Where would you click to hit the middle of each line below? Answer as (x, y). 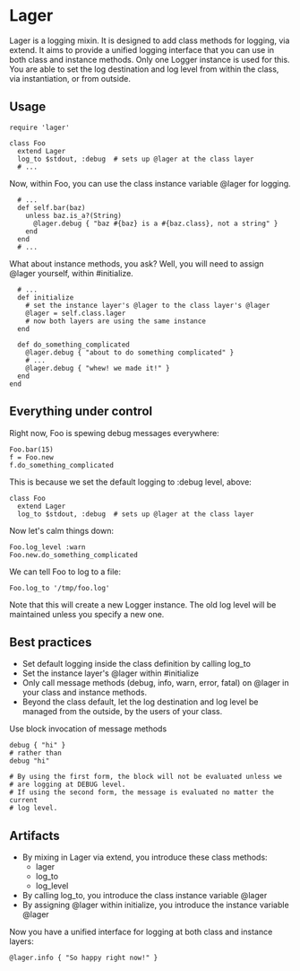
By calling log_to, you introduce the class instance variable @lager (145, 896)
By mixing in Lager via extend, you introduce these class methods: (145, 857)
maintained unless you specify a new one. (87, 614)
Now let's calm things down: (62, 530)
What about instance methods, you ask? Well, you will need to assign (137, 263)
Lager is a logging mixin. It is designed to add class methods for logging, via (150, 40)
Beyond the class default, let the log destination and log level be (140, 702)
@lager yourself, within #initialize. (72, 273)
